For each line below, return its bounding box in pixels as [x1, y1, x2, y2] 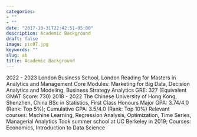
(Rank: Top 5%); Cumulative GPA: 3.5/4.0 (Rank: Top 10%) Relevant [6, 105, 170, 112]
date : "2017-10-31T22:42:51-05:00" [6, 25, 94, 31]
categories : [6, 8, 35, 15]
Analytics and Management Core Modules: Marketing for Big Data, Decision [6, 80, 190, 87]
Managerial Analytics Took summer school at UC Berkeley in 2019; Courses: [6, 118, 191, 125]
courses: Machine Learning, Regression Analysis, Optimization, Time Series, [6, 111, 192, 118]
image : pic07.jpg [6, 42, 49, 48]
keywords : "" [6, 47, 38, 53]
